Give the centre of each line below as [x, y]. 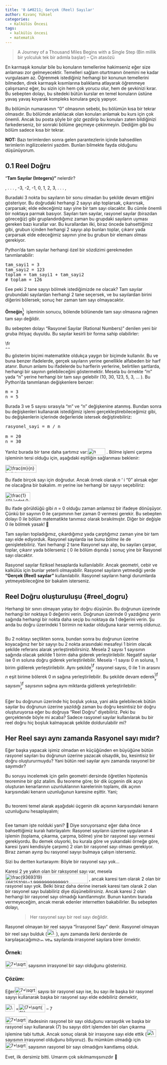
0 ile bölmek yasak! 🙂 [27, 524]
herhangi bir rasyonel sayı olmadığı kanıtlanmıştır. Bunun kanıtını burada [79, 897]
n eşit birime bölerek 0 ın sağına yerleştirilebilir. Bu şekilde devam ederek [80, 676]
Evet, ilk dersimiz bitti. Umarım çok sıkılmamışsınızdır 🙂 [62, 1056]
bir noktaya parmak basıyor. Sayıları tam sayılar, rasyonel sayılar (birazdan [81, 213]
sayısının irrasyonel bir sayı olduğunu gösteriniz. [78, 965]
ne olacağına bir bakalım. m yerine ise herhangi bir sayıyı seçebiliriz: [75, 485]
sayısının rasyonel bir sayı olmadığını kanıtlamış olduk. [83, 1046]
